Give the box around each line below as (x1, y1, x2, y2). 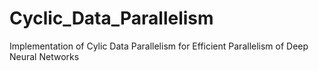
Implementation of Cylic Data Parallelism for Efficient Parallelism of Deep (9, 40, 309, 52)
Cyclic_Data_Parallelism (9, 7, 214, 30)
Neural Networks (9, 50, 80, 62)
